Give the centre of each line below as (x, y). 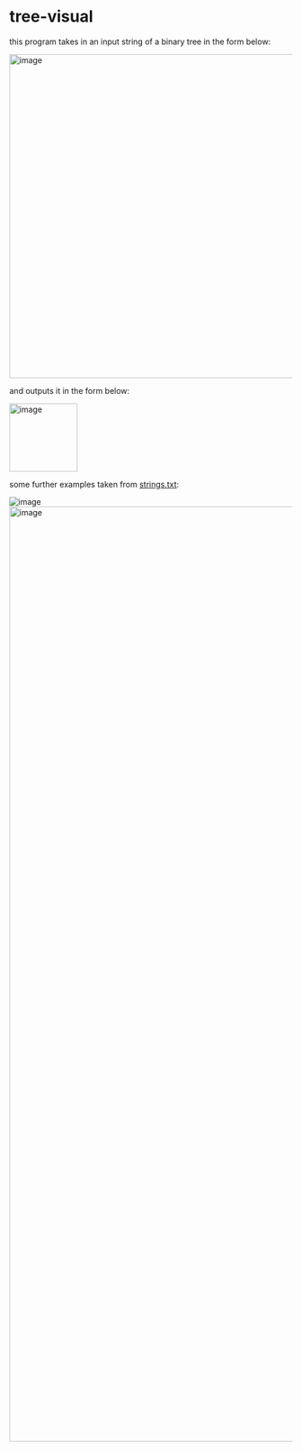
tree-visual (51, 17)
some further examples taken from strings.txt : (94, 484)
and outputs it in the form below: (70, 390)
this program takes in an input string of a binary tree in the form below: (140, 41)
